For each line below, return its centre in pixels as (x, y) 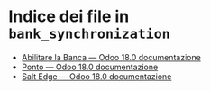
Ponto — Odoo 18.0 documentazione (90, 67)
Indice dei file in (69, 17)
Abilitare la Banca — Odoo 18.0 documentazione (111, 57)
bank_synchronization (89, 34)
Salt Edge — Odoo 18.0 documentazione (96, 76)
